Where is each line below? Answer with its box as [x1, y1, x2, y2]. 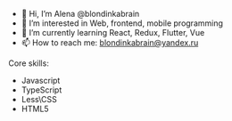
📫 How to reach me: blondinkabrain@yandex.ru [21, 37, 199, 48]
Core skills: [8, 58, 50, 69]
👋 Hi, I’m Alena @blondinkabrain [21, 9, 140, 19]
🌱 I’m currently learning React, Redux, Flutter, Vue [21, 28, 205, 37]
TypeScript [21, 85, 62, 95]
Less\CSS [21, 94, 57, 104]
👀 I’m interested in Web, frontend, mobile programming [21, 18, 224, 28]
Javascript [21, 76, 61, 85]
